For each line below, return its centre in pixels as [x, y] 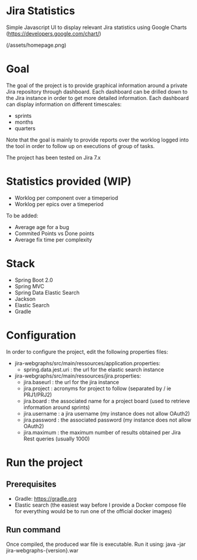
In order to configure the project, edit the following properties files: [87, 352]
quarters [25, 128]
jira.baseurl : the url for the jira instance [71, 382]
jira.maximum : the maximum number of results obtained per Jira [102, 432]
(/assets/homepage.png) [36, 45]
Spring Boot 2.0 [34, 280]
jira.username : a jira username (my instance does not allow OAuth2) [107, 413]
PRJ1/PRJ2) [37, 394]
